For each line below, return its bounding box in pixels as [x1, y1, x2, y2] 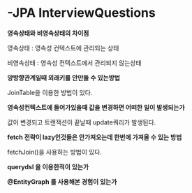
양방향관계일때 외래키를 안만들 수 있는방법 [7, 73, 120, 82]
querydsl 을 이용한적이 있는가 [7, 162, 89, 171]
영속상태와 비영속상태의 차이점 [7, 29, 89, 37]
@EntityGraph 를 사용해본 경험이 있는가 [7, 177, 117, 186]
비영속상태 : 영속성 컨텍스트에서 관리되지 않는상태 [7, 58, 142, 67]
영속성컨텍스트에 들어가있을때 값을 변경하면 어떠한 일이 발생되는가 [7, 103, 185, 111]
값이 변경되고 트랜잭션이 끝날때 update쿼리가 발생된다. [7, 117, 156, 127]
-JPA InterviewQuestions [7, 5, 156, 21]
